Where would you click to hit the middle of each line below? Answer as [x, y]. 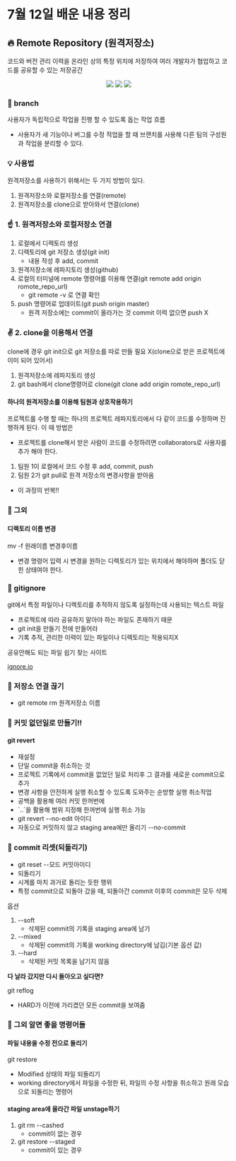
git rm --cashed [41, 1125]
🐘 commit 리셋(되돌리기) [48, 848]
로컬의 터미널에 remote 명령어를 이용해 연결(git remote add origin [109, 278]
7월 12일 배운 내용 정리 [69, 14]
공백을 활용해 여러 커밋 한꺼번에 [61, 801]
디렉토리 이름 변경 [32, 528]
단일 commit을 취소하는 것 [54, 766]
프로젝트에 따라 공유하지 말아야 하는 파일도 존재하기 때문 [95, 619]
